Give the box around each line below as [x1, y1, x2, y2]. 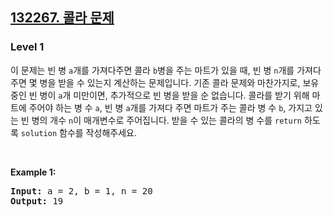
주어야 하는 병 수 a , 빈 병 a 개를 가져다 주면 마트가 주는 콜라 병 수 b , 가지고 [28, 101, 313, 113]
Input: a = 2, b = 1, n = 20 [10, 185, 153, 197]
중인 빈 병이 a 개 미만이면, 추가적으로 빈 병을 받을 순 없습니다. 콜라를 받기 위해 [10, 89, 310, 101]
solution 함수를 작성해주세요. [20, 126, 137, 138]
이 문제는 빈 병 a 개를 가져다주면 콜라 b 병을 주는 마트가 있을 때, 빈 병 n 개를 [10, 64, 295, 76]
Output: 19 [10, 195, 64, 207]
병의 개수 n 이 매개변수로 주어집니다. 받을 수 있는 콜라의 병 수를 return [31, 114, 302, 126]
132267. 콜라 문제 [10, 9, 115, 27]
